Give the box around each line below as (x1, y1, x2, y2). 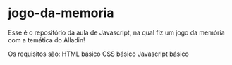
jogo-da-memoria (8, 5, 115, 21)
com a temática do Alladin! (8, 35, 85, 44)
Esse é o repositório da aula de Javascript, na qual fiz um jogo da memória (8, 28, 225, 37)
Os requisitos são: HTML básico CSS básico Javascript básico (8, 49, 189, 58)
